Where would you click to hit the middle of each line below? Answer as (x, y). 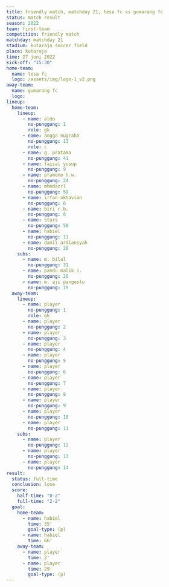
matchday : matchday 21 (35, 40)
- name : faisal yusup (49, 164)
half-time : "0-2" (39, 496)
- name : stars (40, 220)
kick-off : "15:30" (29, 62)
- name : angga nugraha (51, 136)
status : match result (33, 18)
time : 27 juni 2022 (31, 57)
